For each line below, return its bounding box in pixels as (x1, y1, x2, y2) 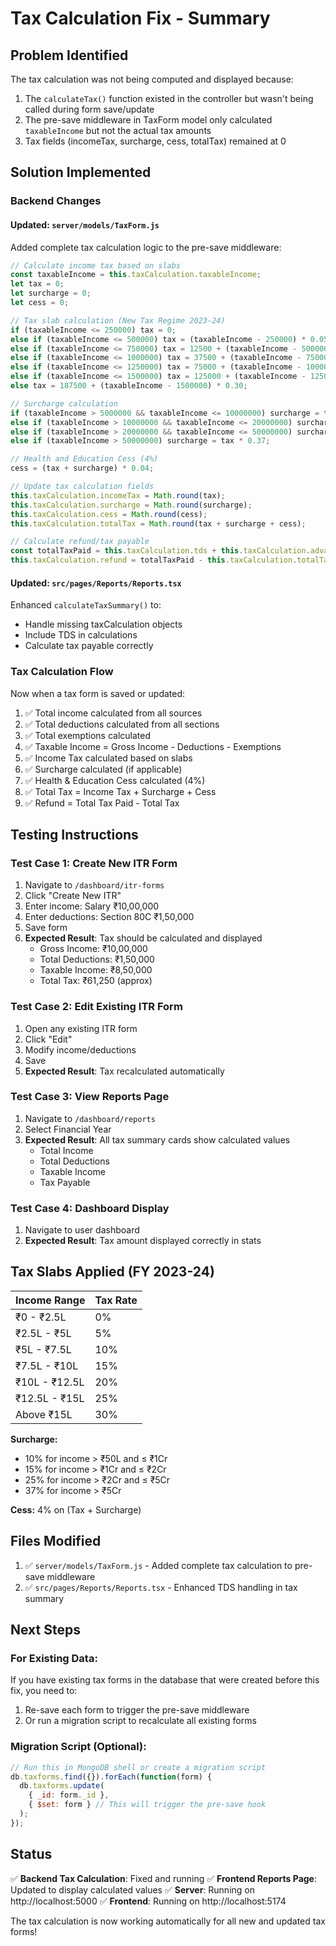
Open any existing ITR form (24, 1022, 138, 1034)
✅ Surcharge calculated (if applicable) (24, 763, 183, 775)
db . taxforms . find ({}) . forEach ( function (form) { (10, 1772, 213, 1782)
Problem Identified (10, 47, 129, 64)
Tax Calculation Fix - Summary (10, 7, 271, 30)
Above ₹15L (15, 1407, 73, 1421)
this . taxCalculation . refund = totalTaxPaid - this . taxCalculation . (10, 555, 298, 566)
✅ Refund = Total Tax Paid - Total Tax (24, 797, 180, 809)
